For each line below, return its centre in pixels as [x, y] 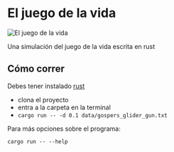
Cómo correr [36, 69]
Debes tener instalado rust [46, 86]
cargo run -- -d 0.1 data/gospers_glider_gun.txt [93, 115]
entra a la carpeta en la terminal [64, 107]
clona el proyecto [43, 99]
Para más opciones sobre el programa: [64, 129]
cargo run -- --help [38, 141]
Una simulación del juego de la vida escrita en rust [81, 46]
